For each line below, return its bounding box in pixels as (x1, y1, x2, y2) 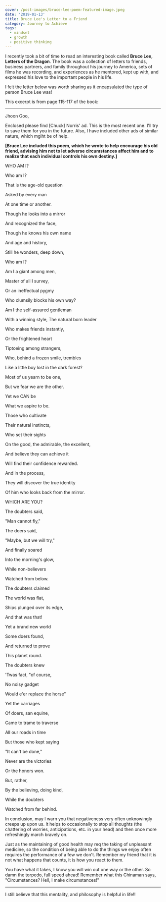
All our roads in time (5, 729, 46, 735)
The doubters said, (5, 508, 43, 514)
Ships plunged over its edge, (5, 604, 64, 610)
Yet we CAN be (5, 393, 36, 399)
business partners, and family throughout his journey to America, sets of (5, 63, 153, 69)
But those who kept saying (5, 739, 59, 745)
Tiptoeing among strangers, (5, 345, 62, 351)
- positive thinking (9, 40, 52, 45)
